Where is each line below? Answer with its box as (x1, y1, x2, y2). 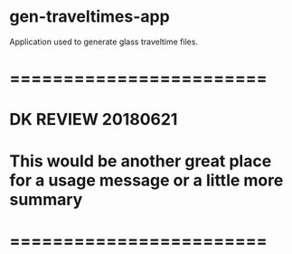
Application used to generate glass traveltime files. (9, 36, 199, 47)
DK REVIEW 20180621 (9, 109, 178, 130)
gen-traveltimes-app (9, 6, 170, 27)
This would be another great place (9, 151, 272, 171)
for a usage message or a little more (9, 170, 284, 191)
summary (9, 189, 83, 210)
